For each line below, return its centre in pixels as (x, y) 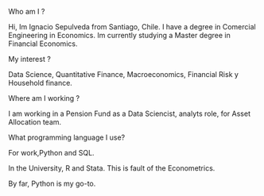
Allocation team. (35, 122)
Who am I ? (27, 12)
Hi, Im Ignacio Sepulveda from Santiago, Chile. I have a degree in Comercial (132, 27)
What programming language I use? (67, 137)
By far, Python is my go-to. (52, 183)
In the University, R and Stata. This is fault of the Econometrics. (112, 168)
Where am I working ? (44, 98)
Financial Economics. (43, 44)
